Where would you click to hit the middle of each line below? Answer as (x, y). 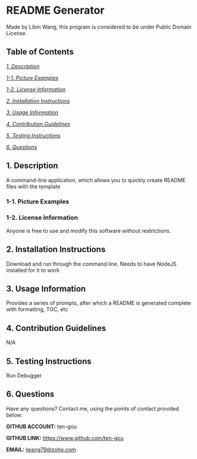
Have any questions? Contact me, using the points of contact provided (93, 408)
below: (14, 415)
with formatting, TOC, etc (37, 310)
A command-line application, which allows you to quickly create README (96, 180)
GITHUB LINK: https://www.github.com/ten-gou (65, 438)
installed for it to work (33, 270)
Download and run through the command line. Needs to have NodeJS (91, 264)
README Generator (55, 10)
